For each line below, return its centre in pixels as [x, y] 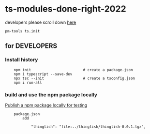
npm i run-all [28, 82]
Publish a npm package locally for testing [46, 105]
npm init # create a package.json [73, 70]
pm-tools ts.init [22, 31]
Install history [22, 60]
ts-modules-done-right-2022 [66, 9]
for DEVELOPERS [31, 46]
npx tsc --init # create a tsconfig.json [75, 78]
